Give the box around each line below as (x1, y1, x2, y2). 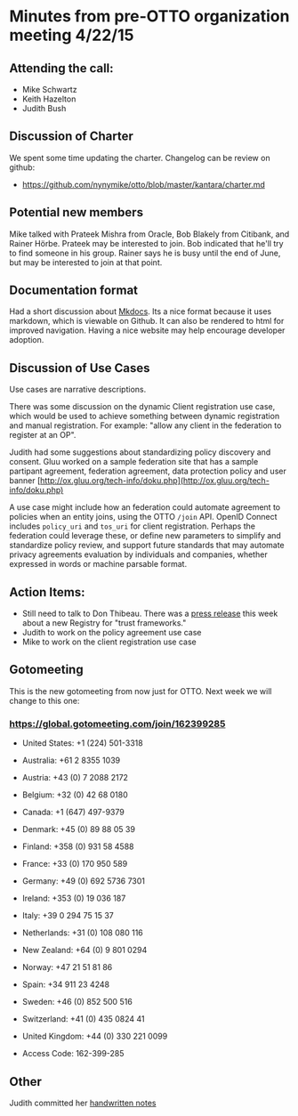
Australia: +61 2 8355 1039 (21, 755, 121, 766)
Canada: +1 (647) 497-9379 (21, 807, 125, 818)
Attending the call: (9, 61, 114, 76)
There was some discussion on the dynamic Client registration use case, (9, 401, 276, 412)
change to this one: (9, 695, 80, 706)
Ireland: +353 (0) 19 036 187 (21, 893, 126, 904)
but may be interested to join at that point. (9, 256, 163, 268)
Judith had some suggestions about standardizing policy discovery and (9, 447, 271, 457)
